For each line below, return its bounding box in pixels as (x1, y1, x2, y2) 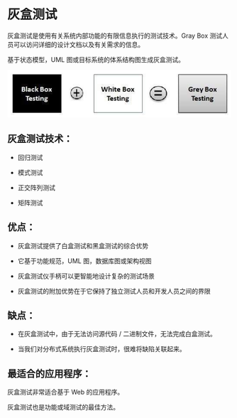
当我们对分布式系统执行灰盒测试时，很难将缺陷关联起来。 (17, 345, 186, 353)
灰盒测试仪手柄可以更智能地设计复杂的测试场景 (17, 272, 155, 280)
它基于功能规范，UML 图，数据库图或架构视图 (17, 257, 152, 265)
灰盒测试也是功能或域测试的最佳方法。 (7, 403, 119, 412)
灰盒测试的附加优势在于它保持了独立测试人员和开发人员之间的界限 (17, 286, 211, 295)
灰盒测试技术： (7, 133, 73, 145)
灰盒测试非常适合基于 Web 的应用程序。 (7, 388, 124, 397)
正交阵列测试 (17, 183, 55, 192)
